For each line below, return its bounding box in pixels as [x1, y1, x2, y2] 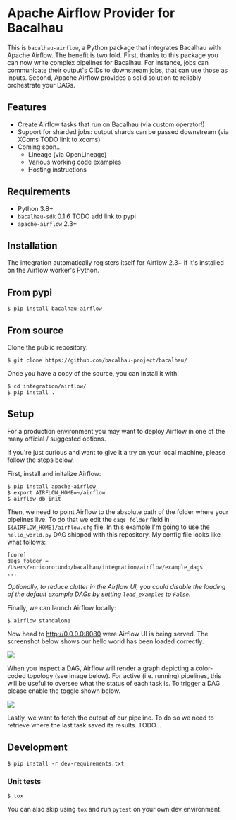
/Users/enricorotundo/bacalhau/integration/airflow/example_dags [7, 564, 203, 571]
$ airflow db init [7, 495, 61, 502]
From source [7, 324, 64, 336]
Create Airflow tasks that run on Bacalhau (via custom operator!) [17, 120, 206, 129]
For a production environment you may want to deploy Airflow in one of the [7, 427, 225, 435]
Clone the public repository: [7, 343, 88, 351]
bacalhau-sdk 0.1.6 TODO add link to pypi [17, 212, 136, 220]
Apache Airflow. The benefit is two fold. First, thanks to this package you [7, 51, 218, 59]
